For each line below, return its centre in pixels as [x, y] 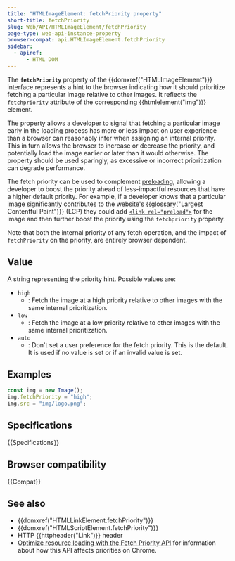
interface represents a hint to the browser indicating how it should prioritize [116, 87]
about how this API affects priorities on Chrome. [87, 550]
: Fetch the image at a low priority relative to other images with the [124, 322]
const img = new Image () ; [45, 391]
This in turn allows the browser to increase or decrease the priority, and [111, 146]
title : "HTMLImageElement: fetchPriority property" [84, 14]
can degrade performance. [46, 168]
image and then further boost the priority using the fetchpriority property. [116, 219]
